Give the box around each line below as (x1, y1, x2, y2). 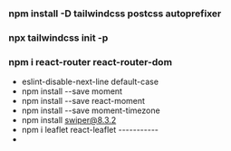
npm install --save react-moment (21, 96, 146, 107)
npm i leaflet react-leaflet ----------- (21, 125, 159, 136)
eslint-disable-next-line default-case (21, 76, 159, 88)
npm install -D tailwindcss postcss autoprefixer (8, 7, 222, 20)
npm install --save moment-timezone (21, 105, 160, 116)
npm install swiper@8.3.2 (21, 115, 117, 126)
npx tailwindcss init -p (8, 31, 109, 43)
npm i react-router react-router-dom (8, 55, 173, 68)
